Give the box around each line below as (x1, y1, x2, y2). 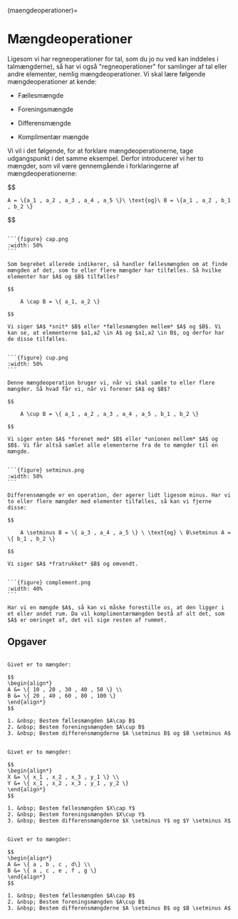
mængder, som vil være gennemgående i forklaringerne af (7, 161, 180, 170)
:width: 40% (7, 585, 43, 592)
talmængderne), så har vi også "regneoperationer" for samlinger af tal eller (7, 62, 227, 71)
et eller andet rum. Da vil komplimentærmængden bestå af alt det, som (7, 610, 224, 617)
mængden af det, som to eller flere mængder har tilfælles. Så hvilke (7, 267, 222, 274)
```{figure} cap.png (7, 235, 69, 243)
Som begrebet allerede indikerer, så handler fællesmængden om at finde (7, 260, 228, 268)
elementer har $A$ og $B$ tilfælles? (7, 273, 120, 280)
